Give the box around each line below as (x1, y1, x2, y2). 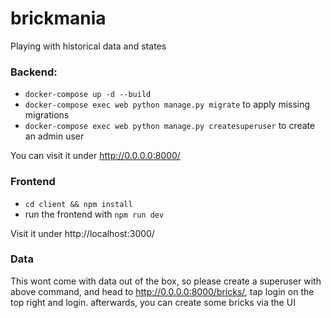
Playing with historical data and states (10, 40, 167, 52)
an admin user (24, 130, 85, 142)
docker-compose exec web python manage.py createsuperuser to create (24, 120, 316, 132)
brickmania (10, 7, 107, 30)
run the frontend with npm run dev (24, 208, 165, 220)
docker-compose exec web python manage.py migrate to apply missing (24, 98, 311, 111)
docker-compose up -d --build (24, 90, 152, 100)
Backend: (10, 65, 58, 79)
